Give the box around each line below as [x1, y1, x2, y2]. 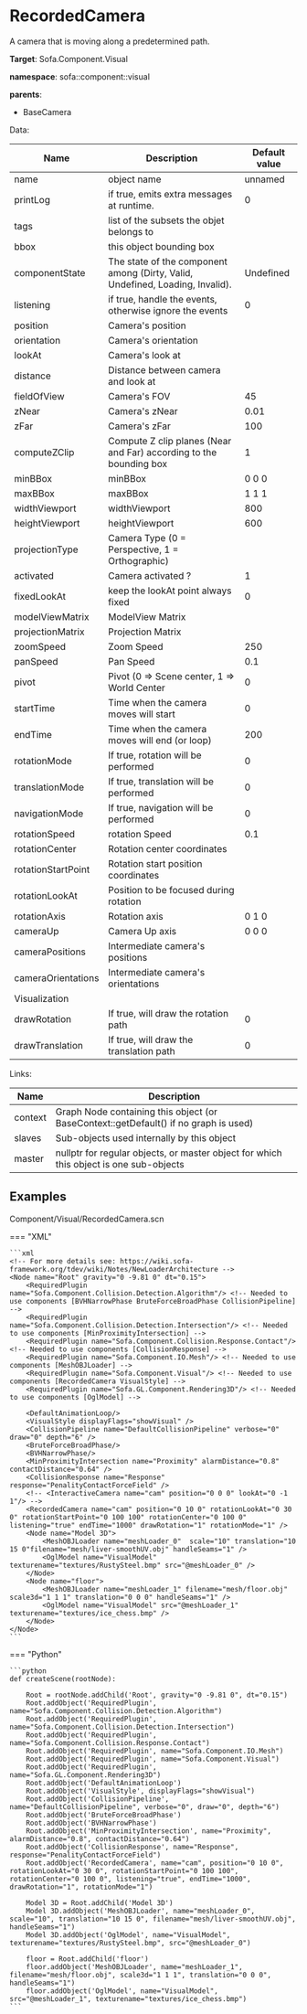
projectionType [14, 543, 79, 556]
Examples [9, 1189, 67, 1205]
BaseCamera [22, 106, 72, 117]
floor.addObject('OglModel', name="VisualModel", [26, 1986, 219, 1996]
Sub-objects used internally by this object [55, 1131, 236, 1144]
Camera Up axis [108, 924, 176, 937]
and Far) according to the [108, 445, 217, 458]
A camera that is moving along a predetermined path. [9, 36, 210, 47]
